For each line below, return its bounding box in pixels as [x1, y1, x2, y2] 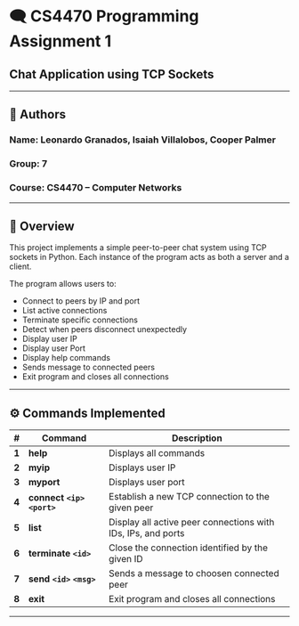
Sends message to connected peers [21, 362, 156, 373]
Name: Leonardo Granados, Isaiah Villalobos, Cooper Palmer [9, 134, 276, 146]
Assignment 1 [9, 31, 112, 52]
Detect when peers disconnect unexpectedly [21, 324, 188, 335]
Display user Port [21, 343, 86, 354]
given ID [108, 553, 144, 565]
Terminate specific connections [21, 314, 138, 325]
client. [9, 261, 32, 272]
